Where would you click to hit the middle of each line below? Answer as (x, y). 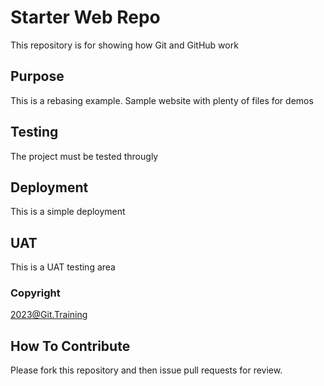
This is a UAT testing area (63, 267)
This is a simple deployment (68, 212)
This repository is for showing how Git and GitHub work (124, 45)
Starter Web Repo (85, 17)
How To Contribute (70, 346)
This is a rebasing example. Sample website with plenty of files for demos (162, 100)
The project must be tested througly (84, 156)
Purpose (37, 76)
